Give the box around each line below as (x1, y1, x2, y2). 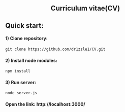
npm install (5, 68, 30, 74)
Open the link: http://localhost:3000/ (5, 101, 85, 107)
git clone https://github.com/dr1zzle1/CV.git (5, 47, 106, 52)
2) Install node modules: (5, 57, 57, 63)
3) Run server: (5, 79, 37, 85)
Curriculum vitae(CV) (50, 4, 120, 13)
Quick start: (5, 21, 44, 30)
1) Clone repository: (5, 35, 48, 42)
